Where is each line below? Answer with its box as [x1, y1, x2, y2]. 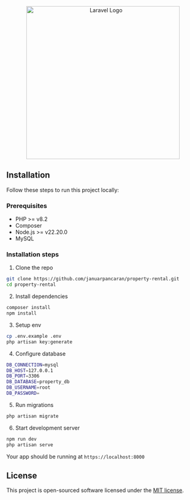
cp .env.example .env [6, 333, 62, 339]
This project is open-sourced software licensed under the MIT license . [6, 487, 184, 494]
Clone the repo [15, 264, 53, 272]
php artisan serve [6, 441, 53, 448]
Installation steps [6, 250, 59, 259]
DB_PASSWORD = [6, 390, 40, 397]
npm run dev [6, 436, 37, 442]
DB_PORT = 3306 [6, 373, 40, 379]
